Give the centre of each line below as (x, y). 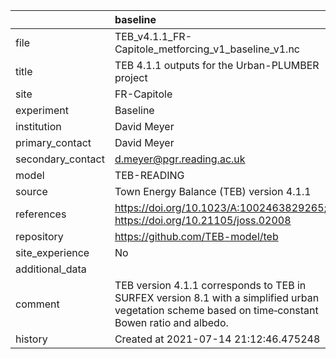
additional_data (51, 269)
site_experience (52, 252)
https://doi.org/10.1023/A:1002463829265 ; (220, 207)
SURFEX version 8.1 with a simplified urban (217, 297)
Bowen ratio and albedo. (171, 322)
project (131, 77)
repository (39, 236)
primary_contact (53, 142)
